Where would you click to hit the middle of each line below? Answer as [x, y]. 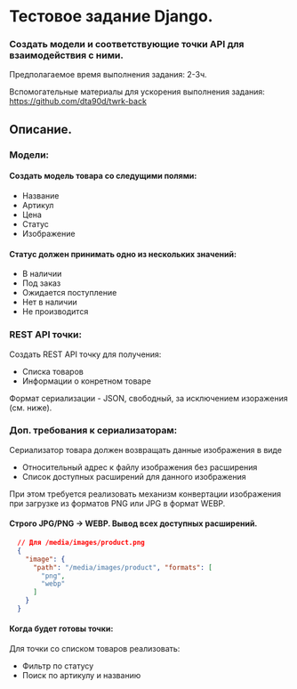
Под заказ [41, 283]
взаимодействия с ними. [67, 55]
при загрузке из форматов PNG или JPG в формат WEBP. [117, 503]
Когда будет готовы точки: [61, 628]
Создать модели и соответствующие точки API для [127, 45]
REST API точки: [46, 335]
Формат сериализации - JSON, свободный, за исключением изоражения [149, 398]
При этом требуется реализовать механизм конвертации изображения [145, 494]
